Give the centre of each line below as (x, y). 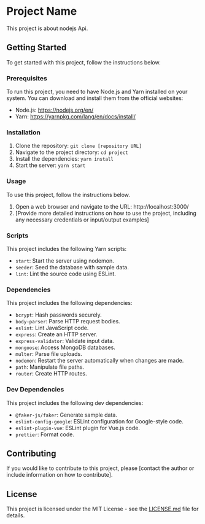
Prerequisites (27, 78)
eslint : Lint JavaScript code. (52, 328)
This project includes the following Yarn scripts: (67, 249)
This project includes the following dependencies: (69, 303)
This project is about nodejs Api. (47, 28)
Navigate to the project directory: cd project (72, 152)
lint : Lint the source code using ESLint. (66, 274)
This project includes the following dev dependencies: (75, 403)
